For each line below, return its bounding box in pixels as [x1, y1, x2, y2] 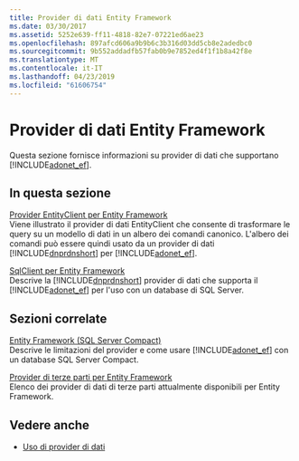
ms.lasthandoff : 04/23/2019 [9, 72, 116, 82]
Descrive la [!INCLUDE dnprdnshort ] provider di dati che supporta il [9, 275, 258, 286]
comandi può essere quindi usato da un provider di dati [9, 238, 215, 249]
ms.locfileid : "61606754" [9, 81, 107, 90]
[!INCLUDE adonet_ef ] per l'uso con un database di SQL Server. [9, 284, 245, 295]
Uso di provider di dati [22, 441, 106, 452]
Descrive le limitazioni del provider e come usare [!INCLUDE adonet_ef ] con [9, 345, 289, 356]
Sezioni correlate [9, 311, 107, 326]
